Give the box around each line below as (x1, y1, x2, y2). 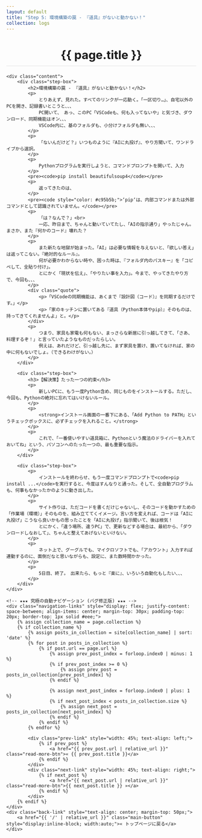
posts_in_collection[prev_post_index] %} (6, 672, 112, 678)
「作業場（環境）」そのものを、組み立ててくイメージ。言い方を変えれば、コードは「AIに (6, 511, 193, 517)
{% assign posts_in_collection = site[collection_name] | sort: (28, 630, 193, 636)
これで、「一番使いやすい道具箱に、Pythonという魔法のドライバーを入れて (38, 435, 196, 441)
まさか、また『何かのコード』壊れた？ (6, 228, 87, 234)
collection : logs (6, 20, 50, 26)
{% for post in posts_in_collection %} (28, 641, 128, 647)
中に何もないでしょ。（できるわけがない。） (6, 350, 96, 356)
